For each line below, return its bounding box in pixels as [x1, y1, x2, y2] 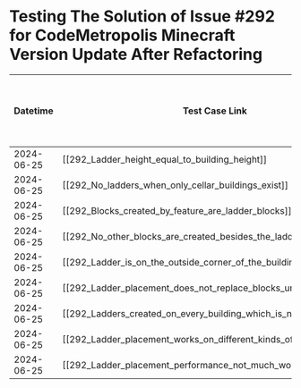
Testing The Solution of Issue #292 [9, 6, 276, 27]
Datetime [13, 105, 54, 117]
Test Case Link [182, 105, 248, 117]
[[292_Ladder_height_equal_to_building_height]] [62, 153, 267, 165]
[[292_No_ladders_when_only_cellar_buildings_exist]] [62, 179, 289, 191]
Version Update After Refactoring [9, 45, 262, 64]
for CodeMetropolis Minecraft [9, 25, 236, 46]
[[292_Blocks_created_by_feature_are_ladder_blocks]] [62, 204, 293, 216]
